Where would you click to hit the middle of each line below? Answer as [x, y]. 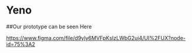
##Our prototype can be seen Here [49, 26]
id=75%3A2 [21, 44]
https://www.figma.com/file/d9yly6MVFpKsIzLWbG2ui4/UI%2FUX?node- [96, 38]
